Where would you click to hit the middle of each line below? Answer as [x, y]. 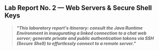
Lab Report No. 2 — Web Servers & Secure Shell [78, 8]
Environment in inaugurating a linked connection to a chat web [81, 33]
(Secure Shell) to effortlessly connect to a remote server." [76, 43]
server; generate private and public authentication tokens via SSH [85, 38]
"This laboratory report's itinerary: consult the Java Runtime [79, 28]
